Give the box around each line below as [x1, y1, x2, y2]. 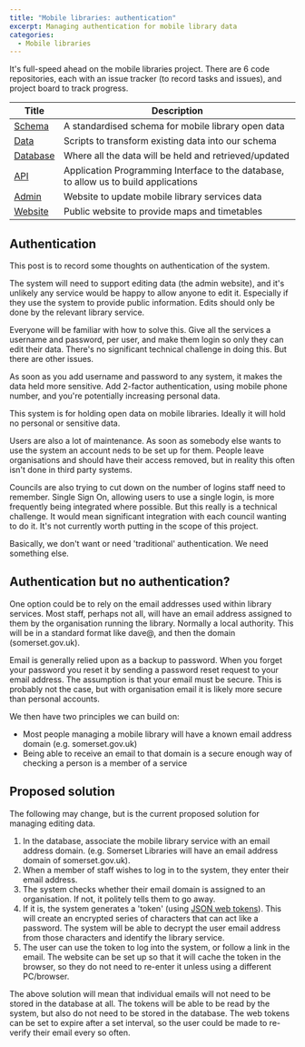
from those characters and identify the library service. [22, 931, 225, 942]
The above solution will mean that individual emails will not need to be [9, 988, 271, 999]
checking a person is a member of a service [22, 757, 188, 769]
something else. [9, 548, 70, 559]
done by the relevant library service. [9, 307, 145, 318]
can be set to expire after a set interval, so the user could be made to [9, 1017, 268, 1028]
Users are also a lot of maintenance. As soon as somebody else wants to [9, 436, 281, 447]
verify [9, 1027, 32, 1038]
